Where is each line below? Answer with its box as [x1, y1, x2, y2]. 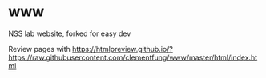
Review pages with [8, 44, 71, 53]
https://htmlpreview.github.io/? [71, 44, 174, 53]
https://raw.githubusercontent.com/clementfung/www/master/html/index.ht [8, 53, 258, 62]
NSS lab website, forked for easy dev [8, 29, 131, 38]
